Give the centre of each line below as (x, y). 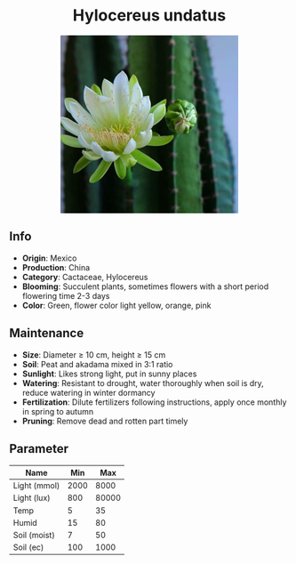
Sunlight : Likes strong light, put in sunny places (109, 374)
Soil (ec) (28, 547)
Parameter (39, 449)
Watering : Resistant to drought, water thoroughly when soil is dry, (143, 383)
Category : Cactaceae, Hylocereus (85, 277)
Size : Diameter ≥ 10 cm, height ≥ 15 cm (94, 355)
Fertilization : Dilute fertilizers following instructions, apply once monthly (154, 402)
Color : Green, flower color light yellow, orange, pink (116, 305)
